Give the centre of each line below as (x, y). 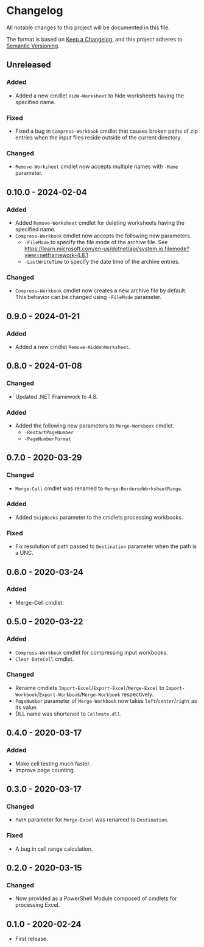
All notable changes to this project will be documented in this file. (88, 27)
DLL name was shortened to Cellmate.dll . (68, 714)
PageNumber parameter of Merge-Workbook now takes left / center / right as (106, 700)
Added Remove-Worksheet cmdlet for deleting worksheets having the (100, 222)
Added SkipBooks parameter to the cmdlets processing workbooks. (99, 517)
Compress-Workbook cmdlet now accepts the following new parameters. (103, 236)
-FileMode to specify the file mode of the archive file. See (96, 242)
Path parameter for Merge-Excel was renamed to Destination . (92, 820)
